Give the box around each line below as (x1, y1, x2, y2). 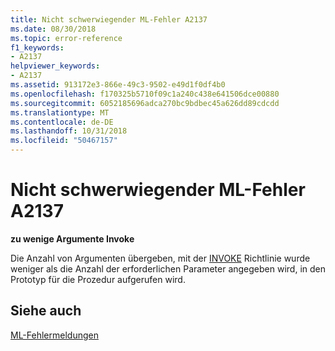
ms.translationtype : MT (10, 107, 110, 118)
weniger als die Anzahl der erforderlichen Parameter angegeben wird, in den (10, 262, 326, 275)
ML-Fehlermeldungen (10, 329, 99, 341)
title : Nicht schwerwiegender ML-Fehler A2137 (10, 14, 208, 25)
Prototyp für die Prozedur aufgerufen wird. (10, 273, 186, 285)
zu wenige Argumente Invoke (10, 232, 135, 245)
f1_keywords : (10, 42, 65, 53)
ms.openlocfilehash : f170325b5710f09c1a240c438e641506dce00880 (10, 89, 280, 99)
